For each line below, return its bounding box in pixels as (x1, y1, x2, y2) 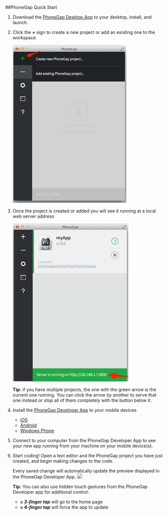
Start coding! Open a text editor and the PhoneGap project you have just (12, 453, 163, 458)
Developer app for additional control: (12, 489, 89, 495)
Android (20, 422, 37, 428)
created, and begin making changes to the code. (12, 458, 114, 464)
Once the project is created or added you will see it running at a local (12, 208, 156, 214)
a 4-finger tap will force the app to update (20, 504, 108, 510)
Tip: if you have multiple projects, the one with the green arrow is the (12, 387, 156, 393)
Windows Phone (20, 427, 54, 434)
